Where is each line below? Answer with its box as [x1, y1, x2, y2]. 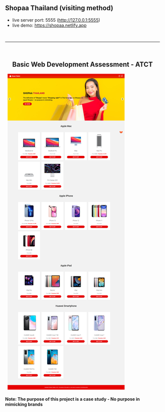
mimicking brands [5, 402, 43, 408]
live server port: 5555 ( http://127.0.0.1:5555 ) [12, 17, 101, 23]
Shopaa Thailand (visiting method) [5, 4, 113, 12]
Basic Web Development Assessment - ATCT [12, 60, 153, 69]
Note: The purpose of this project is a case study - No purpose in [5, 396, 140, 402]
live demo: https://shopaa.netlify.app [12, 22, 87, 28]
